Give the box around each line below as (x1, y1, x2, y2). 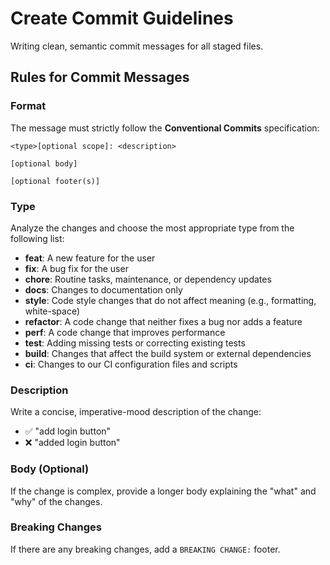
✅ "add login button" (24, 425, 112, 437)
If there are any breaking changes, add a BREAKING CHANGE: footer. (10, 543, 281, 555)
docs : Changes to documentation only (24, 283, 183, 296)
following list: (10, 232, 65, 244)
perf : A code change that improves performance (24, 326, 226, 338)
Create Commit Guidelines (10, 7, 234, 30)
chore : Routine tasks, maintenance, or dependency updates (24, 273, 272, 285)
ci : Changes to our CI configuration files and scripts (24, 358, 238, 370)
